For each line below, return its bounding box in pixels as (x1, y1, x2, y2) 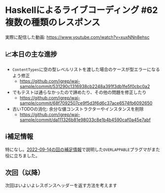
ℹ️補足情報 (5, 132, 34, 141)
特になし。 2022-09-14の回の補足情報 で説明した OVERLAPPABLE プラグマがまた (5, 146, 161, 152)
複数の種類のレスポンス (5, 17, 100, 28)
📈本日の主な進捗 (5, 50, 58, 58)
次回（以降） (5, 168, 44, 177)
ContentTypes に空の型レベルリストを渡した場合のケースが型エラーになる (12, 66, 161, 72)
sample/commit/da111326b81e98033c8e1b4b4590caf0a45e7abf (19, 117, 151, 123)
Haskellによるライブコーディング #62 (5, 4, 158, 16)
